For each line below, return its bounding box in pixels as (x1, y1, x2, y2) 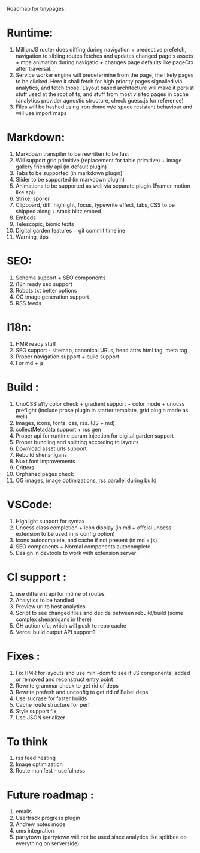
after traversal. (15, 65, 52, 72)
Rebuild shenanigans (15, 451, 68, 458)
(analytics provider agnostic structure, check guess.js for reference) (15, 97, 184, 104)
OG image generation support (15, 293, 89, 300)
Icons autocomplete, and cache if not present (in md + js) (15, 536, 157, 544)
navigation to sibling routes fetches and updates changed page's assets (15, 52, 193, 59)
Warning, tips (15, 233, 49, 240)
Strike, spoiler (15, 195, 50, 202)
